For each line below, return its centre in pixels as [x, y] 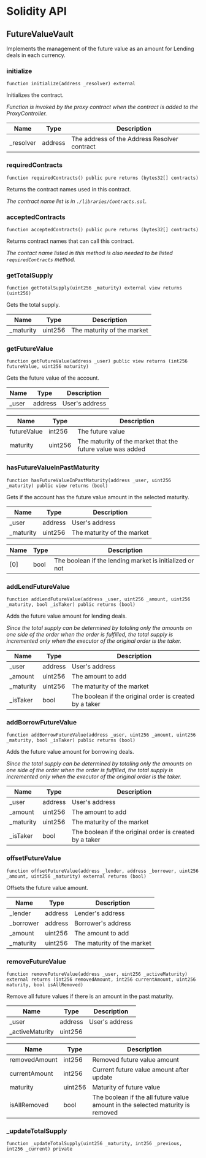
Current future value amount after [140, 1070]
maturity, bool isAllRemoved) [45, 985]
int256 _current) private [39, 1149]
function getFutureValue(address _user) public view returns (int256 [97, 361]
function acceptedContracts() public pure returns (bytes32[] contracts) [103, 229]
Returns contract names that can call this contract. [70, 241]
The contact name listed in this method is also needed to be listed [90, 253]
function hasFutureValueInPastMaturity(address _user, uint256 [89, 480]
